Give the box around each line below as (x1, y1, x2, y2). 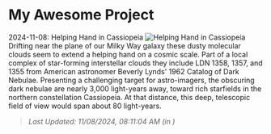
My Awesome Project (8, 6, 155, 24)
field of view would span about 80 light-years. (8, 101, 162, 111)
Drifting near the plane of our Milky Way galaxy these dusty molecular (8, 40, 241, 50)
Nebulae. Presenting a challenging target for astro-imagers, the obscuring (8, 75, 255, 85)
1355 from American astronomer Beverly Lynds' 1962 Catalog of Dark (8, 66, 240, 76)
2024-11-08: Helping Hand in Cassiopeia (8, 32, 144, 42)
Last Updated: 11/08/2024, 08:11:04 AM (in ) (28, 116, 176, 126)
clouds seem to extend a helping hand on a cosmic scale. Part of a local (8, 49, 248, 59)
